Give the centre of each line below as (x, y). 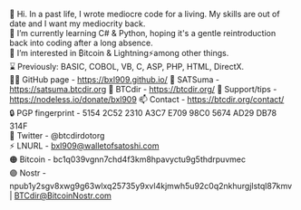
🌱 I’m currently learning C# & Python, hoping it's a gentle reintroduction (143, 33)
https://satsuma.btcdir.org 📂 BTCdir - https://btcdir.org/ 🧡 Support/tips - (143, 89)
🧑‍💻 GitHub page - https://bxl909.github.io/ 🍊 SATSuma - (115, 80)
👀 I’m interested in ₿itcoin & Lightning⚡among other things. (119, 53)
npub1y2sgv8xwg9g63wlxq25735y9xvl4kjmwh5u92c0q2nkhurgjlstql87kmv (151, 186)
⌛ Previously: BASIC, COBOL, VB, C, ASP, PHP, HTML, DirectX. (127, 67)
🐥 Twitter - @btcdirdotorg (57, 135)
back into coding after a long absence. (81, 43)
